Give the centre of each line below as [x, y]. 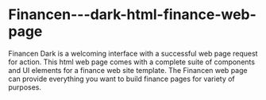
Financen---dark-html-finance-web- [132, 15]
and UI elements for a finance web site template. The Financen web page [128, 70]
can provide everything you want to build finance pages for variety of [122, 79]
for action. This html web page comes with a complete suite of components [132, 62]
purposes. [25, 87]
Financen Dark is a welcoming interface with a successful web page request [133, 53]
